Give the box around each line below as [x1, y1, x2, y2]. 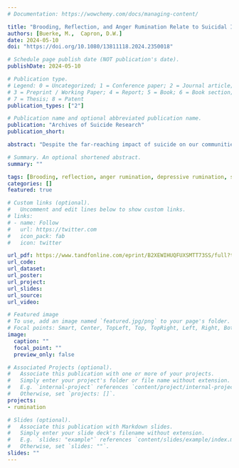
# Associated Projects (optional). [7, 364, 113, 371]
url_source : [7, 291, 43, 299]
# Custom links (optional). [7, 199, 91, 207]
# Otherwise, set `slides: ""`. [7, 443, 110, 450]
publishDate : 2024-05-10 [7, 63, 81, 70]
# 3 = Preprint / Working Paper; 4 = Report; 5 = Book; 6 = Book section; [7, 88, 234, 96]
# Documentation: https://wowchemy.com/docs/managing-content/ [7, 10, 199, 18]
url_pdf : [7, 252, 33, 259]
